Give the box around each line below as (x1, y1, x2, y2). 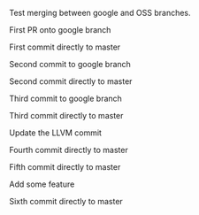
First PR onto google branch (9, 25, 111, 35)
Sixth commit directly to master (9, 196, 124, 206)
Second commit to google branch (9, 59, 131, 69)
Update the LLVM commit (9, 127, 102, 138)
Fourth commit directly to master (9, 145, 128, 155)
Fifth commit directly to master (9, 162, 121, 172)
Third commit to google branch (9, 93, 122, 104)
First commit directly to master (9, 42, 121, 52)
